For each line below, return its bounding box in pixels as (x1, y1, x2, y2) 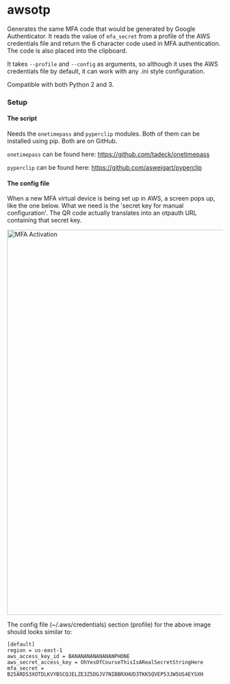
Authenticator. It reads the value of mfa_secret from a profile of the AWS (7, 31, 211, 40)
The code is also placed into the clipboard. (7, 47, 128, 55)
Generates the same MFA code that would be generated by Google (7, 25, 196, 33)
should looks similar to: (7, 628, 73, 636)
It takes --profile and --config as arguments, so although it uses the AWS (7, 60, 218, 68)
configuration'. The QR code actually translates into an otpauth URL (7, 209, 197, 217)
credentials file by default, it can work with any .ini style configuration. (7, 67, 205, 75)
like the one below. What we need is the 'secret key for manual (7, 201, 184, 210)
